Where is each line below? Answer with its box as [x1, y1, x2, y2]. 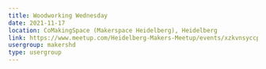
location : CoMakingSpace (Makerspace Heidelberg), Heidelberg [8, 26, 218, 34]
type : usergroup [8, 48, 62, 56]
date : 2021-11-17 [8, 19, 66, 27]
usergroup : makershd [8, 41, 77, 49]
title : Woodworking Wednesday [8, 11, 108, 20]
